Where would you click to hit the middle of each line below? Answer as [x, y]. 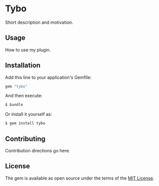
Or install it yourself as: [28, 114]
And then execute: [24, 96]
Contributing [25, 139]
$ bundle [14, 105]
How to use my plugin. [28, 49]
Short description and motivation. [39, 22]
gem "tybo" [16, 86]
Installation [23, 66]
